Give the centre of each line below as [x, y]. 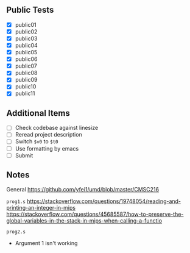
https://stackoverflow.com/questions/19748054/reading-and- [104, 201]
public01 [26, 24]
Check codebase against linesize [57, 128]
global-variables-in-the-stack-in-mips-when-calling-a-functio [84, 221]
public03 [26, 38]
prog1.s [16, 202]
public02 [26, 31]
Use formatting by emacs [47, 148]
